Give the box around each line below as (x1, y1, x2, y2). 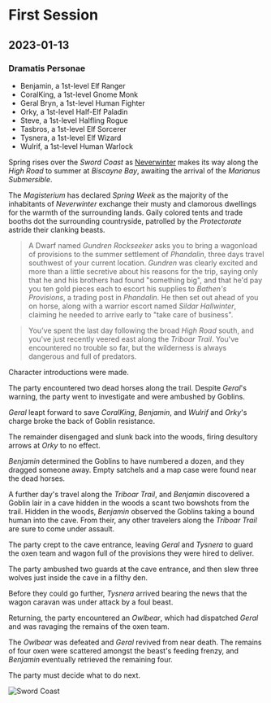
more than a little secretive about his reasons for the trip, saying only (28, 266, 258, 276)
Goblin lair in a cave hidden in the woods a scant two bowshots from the (8, 498, 250, 508)
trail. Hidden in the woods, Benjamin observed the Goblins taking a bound (8, 506, 255, 516)
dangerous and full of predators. (28, 351, 137, 361)
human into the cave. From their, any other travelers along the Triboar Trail (8, 515, 257, 525)
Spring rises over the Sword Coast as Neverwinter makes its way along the (8, 157, 259, 167)
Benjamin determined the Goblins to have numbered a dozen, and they (8, 456, 245, 465)
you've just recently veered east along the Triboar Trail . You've (28, 334, 239, 343)
